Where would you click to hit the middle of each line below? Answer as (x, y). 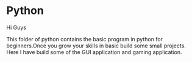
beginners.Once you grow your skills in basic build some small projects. (96, 46)
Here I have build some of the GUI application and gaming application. (94, 52)
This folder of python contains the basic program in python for (85, 39)
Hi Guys (16, 27)
